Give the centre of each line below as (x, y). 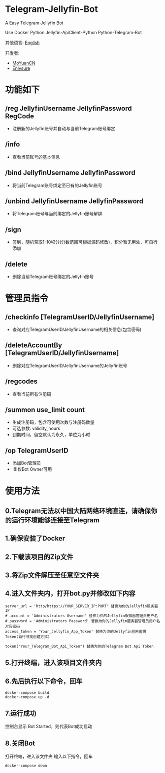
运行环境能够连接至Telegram (55, 520)
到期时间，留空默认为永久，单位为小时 (51, 435)
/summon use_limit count (45, 410)
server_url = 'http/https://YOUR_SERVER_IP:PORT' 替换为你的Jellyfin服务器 (82, 606)
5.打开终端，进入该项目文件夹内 (53, 663)
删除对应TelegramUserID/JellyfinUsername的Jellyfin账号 (70, 365)
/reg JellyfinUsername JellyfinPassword (68, 108)
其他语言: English (22, 43)
